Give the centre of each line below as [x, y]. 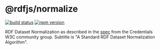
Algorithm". [16, 42]
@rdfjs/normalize [42, 9]
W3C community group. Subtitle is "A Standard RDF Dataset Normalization [80, 37]
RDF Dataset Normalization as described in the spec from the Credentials [79, 32]
